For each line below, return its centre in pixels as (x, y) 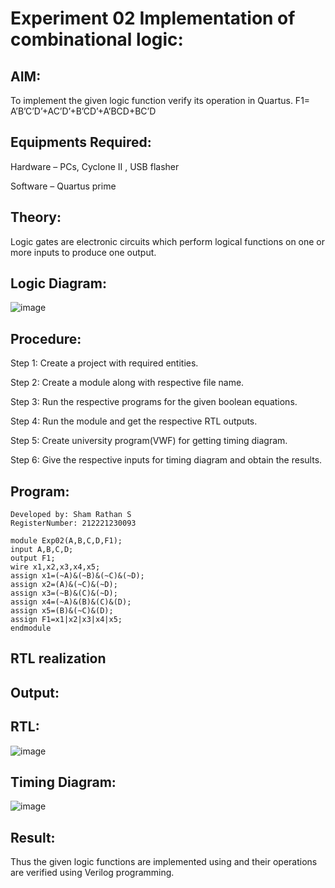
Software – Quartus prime (63, 186)
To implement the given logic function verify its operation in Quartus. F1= (160, 100)
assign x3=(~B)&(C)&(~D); (64, 593)
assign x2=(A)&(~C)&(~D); (64, 585)
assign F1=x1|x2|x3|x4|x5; (66, 620)
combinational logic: (97, 39)
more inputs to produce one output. (83, 252)
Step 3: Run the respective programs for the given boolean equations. (154, 402)
